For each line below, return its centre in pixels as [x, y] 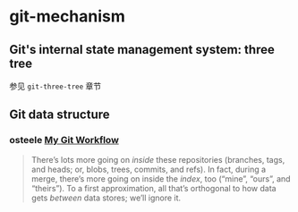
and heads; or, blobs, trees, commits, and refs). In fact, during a [149, 169]
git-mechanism [67, 17]
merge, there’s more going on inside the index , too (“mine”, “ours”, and [161, 178]
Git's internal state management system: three [142, 50]
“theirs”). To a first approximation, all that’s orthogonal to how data [153, 188]
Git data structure [60, 115]
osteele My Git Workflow [64, 140]
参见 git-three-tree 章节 [55, 86]
